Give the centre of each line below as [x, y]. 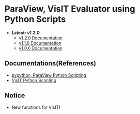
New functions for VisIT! [36, 107]
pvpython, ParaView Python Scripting [49, 75]
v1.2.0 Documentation [40, 38]
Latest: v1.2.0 [25, 33]
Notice [15, 96]
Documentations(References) [50, 63]
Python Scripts [35, 19]
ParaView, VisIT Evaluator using [70, 9]
